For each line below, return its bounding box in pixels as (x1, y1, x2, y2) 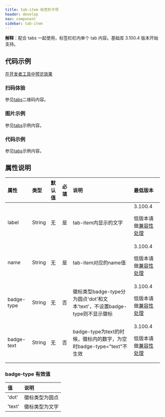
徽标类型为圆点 (24, 394, 59, 401)
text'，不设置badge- (79, 303, 127, 310)
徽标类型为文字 (24, 403, 59, 410)
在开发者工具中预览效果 (5, 71, 53, 77)
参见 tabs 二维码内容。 (5, 96, 49, 102)
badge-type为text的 (73, 328, 120, 335)
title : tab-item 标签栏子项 (5, 7, 59, 12)
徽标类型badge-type (73, 288, 121, 295)
